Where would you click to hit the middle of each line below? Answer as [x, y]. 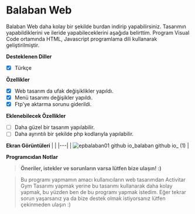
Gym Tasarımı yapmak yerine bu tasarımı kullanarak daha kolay [96, 186]
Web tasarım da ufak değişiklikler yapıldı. [64, 91]
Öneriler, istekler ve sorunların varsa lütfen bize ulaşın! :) [91, 168]
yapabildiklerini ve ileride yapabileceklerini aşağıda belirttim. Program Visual [98, 32]
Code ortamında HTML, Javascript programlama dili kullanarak [82, 39]
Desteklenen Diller [29, 56]
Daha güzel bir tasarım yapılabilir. [54, 127]
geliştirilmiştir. [23, 45]
